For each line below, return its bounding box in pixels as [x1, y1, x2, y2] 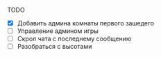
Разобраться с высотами [17, 43, 92, 51]
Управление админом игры [17, 27, 99, 35]
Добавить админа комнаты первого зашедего [17, 19, 155, 27]
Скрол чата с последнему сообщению [17, 34, 132, 43]
